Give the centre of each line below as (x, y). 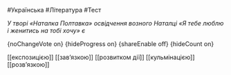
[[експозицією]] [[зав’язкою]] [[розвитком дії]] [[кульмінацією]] (101, 57)
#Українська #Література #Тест (54, 10)
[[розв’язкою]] (28, 64)
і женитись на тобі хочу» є (46, 31)
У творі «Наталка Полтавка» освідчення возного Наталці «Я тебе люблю (115, 23)
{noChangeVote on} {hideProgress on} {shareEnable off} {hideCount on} (111, 44)
